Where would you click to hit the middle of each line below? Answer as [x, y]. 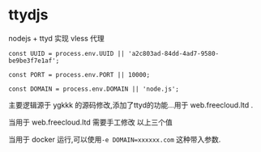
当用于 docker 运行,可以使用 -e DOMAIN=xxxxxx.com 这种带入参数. [115, 139]
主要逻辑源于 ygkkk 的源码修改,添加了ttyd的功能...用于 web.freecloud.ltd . [131, 105]
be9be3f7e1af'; [34, 61]
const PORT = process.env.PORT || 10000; [79, 74]
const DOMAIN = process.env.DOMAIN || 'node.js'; [94, 89]
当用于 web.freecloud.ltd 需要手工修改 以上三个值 [90, 122]
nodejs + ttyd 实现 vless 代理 [56, 38]
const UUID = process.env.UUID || [67, 53]
